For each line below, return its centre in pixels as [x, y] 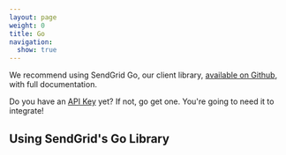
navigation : [31, 42]
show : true [37, 50]
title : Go [27, 33]
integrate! [26, 111]
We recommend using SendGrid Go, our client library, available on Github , [143, 75]
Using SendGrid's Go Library [90, 139]
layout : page [33, 17]
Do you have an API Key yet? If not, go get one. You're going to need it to [142, 101]
